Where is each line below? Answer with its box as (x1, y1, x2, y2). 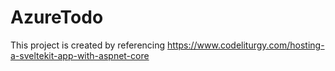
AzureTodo (10, 6, 104, 29)
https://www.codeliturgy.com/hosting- (167, 39, 325, 51)
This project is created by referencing (10, 39, 166, 51)
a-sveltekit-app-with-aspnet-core (10, 49, 150, 61)
